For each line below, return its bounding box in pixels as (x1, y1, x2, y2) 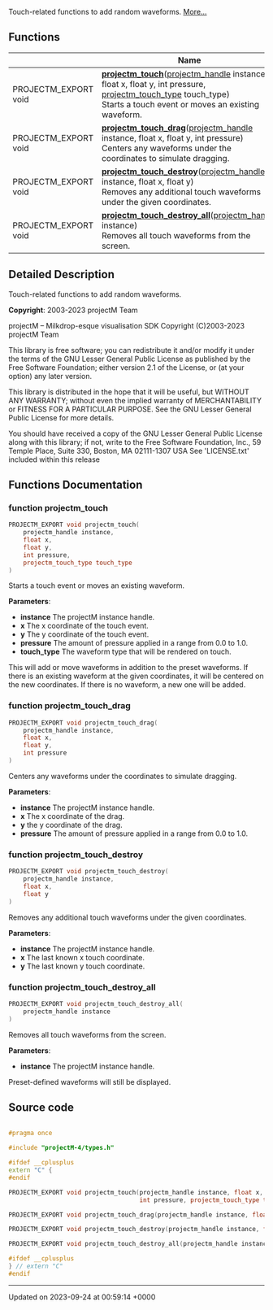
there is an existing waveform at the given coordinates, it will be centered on (8, 671, 264, 681)
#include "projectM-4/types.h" (8, 1144, 115, 1152)
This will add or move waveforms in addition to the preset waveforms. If (8, 663, 249, 672)
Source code (8, 1100, 75, 1114)
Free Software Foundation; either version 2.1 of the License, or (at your (8, 362, 245, 372)
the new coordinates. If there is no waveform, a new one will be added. (8, 680, 246, 690)
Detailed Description (8, 268, 115, 281)
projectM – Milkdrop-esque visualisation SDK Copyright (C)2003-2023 (8, 320, 245, 330)
